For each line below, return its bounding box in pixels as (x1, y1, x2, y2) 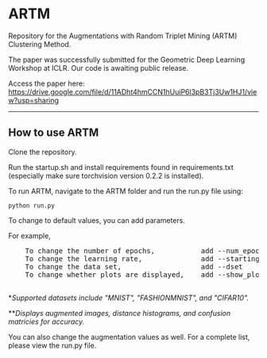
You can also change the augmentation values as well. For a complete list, (8, 332, 250, 341)
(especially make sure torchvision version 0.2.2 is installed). (8, 171, 204, 180)
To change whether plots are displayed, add (25, 270, 215, 279)
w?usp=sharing (8, 95, 60, 105)
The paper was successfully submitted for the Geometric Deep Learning (8, 55, 245, 64)
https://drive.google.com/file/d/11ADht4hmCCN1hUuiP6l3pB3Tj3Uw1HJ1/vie (8, 87, 257, 96)
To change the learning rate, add (25, 254, 215, 263)
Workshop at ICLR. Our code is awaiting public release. (8, 63, 189, 72)
